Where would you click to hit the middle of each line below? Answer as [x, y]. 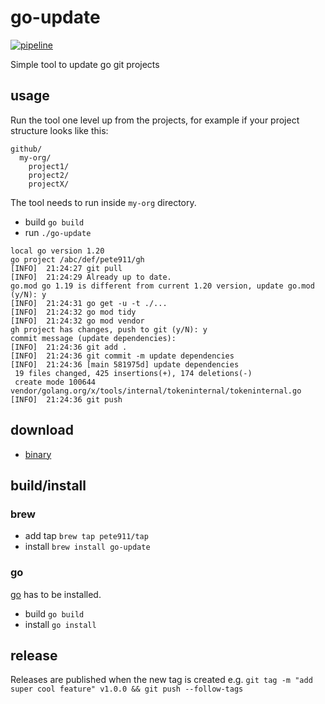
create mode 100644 [55, 382]
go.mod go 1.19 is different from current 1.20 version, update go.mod [162, 286]
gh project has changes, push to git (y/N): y [109, 329]
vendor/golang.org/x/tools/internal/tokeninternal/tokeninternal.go [156, 391]
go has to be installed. [56, 594]
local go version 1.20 [57, 251]
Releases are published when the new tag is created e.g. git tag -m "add [161, 680]
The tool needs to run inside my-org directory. [103, 202]
